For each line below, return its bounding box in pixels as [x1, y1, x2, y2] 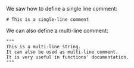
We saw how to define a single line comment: [6, 5, 118, 12]
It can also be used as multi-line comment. [6, 49, 119, 55]
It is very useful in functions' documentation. [6, 54, 129, 60]
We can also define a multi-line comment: [6, 27, 108, 34]
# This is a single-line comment [6, 17, 89, 23]
